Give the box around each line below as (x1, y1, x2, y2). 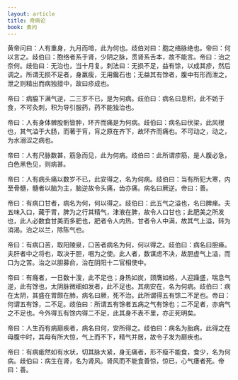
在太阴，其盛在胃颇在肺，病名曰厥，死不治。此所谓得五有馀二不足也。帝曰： (7, 291, 231, 300)
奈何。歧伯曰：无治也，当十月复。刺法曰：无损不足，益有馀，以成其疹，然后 (7, 62, 231, 70)
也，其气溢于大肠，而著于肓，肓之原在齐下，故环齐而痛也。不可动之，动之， (7, 127, 231, 135)
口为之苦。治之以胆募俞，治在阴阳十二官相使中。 (7, 258, 150, 267)
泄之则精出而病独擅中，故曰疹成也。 (7, 79, 113, 88)
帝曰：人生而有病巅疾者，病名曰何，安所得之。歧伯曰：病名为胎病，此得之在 (7, 324, 231, 332)
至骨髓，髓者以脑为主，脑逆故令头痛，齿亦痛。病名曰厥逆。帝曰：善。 (7, 184, 212, 192)
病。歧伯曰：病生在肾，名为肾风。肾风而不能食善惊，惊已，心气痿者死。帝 (7, 357, 225, 365)
